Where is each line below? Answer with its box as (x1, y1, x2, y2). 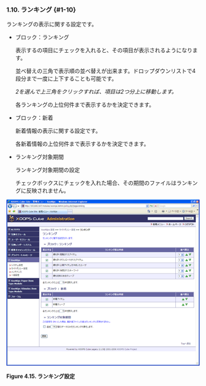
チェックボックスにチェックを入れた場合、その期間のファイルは (15, 179, 177, 187)
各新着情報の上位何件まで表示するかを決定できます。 (15, 140, 150, 148)
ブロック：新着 (15, 114, 53, 122)
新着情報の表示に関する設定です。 (15, 127, 101, 134)
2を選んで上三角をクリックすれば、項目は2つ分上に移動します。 (15, 88, 177, 96)
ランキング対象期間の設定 (15, 166, 80, 174)
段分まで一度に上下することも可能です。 (15, 75, 118, 82)
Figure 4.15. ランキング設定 (6, 372, 75, 380)
